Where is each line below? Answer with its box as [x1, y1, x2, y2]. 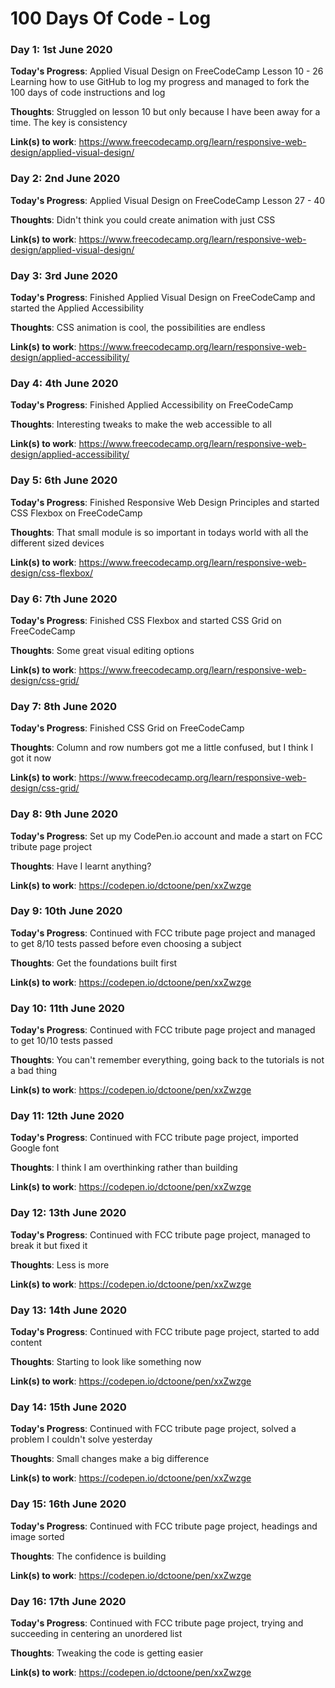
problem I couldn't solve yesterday [10, 1433, 153, 1446]
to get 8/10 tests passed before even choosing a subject [10, 937, 242, 949]
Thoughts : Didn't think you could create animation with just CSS [10, 213, 276, 226]
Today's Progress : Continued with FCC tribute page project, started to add [10, 1326, 320, 1338]
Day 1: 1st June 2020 [10, 43, 113, 57]
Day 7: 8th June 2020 [10, 699, 118, 713]
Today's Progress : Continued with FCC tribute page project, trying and [10, 1617, 304, 1629]
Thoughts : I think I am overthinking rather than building [10, 1162, 238, 1174]
